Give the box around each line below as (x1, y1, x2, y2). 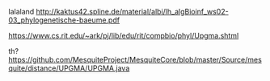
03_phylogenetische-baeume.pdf (8, 15, 120, 25)
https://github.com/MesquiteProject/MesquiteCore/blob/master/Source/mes (8, 55, 263, 64)
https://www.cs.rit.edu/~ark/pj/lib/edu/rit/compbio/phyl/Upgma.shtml (8, 31, 239, 40)
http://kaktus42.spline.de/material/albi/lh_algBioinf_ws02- (36, 7, 229, 16)
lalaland (8, 7, 35, 16)
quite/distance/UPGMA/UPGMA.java (8, 63, 130, 73)
